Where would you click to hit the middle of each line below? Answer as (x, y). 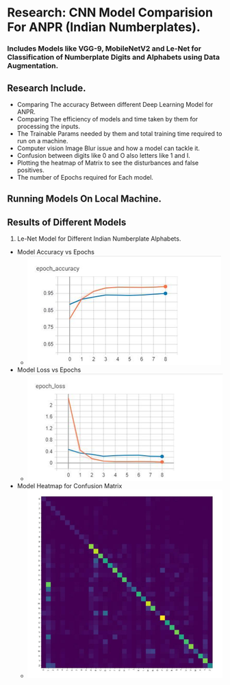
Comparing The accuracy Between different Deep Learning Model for (115, 104)
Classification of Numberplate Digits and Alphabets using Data (114, 58)
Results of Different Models (67, 222)
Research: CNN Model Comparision (110, 13)
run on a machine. (42, 141)
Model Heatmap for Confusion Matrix (69, 485)
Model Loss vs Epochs (49, 370)
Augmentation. (33, 66)
